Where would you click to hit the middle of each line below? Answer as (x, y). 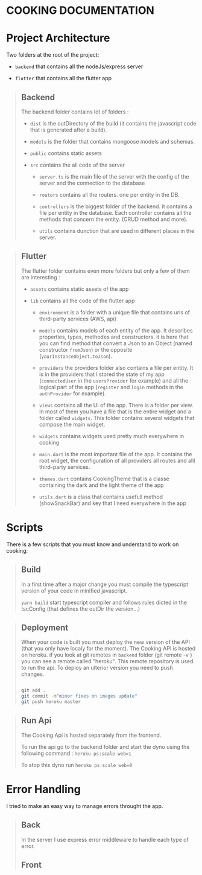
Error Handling (44, 789)
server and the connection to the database (92, 183)
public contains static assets (66, 153)
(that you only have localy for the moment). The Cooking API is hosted (108, 649)
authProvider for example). (73, 393)
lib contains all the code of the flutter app (82, 301)
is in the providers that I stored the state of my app (102, 374)
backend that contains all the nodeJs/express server (79, 66)
